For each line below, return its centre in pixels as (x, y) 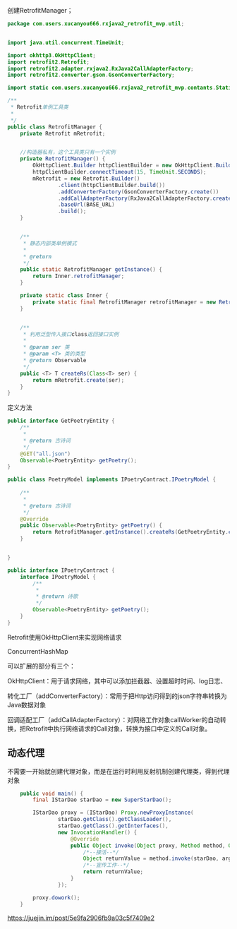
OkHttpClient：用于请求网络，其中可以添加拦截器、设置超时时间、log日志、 (117, 681)
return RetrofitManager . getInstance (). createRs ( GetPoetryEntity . (131, 532)
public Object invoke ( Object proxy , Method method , (148, 846)
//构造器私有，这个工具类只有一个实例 (68, 152)
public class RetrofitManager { (55, 127)
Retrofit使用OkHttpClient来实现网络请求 (65, 637)
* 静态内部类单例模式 (50, 243)
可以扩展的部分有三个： (41, 666)
